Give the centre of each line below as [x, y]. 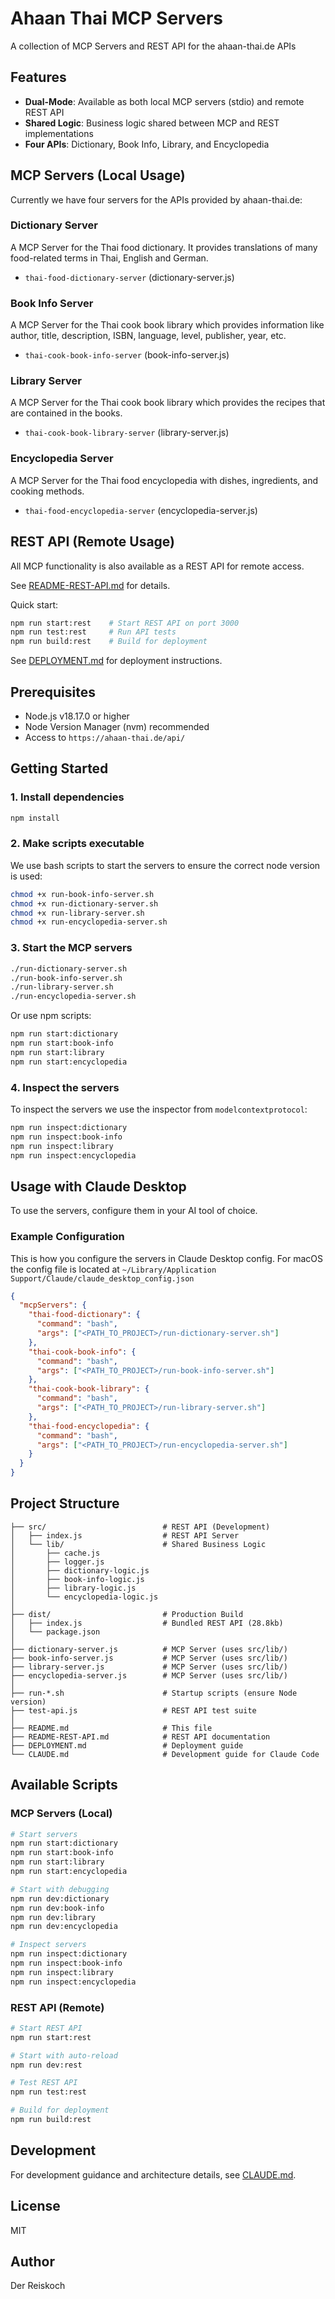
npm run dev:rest [46, 2065]
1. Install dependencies [67, 797]
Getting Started [59, 768]
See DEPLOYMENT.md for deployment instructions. [116, 661]
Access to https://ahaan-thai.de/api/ [105, 737]
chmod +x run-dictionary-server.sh [84, 903]
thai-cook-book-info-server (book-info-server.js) [127, 355]
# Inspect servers [48, 1945]
